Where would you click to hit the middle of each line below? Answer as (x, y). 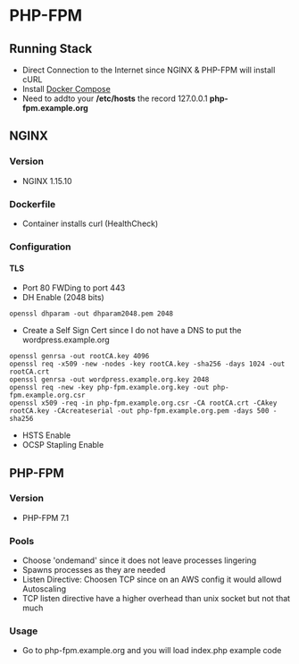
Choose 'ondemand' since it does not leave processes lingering (139, 560)
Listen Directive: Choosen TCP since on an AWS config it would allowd (152, 580)
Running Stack (51, 49)
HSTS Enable (46, 435)
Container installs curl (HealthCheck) (90, 223)
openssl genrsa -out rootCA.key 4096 (79, 357)
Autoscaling (44, 589)
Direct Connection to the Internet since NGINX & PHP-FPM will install (149, 70)
